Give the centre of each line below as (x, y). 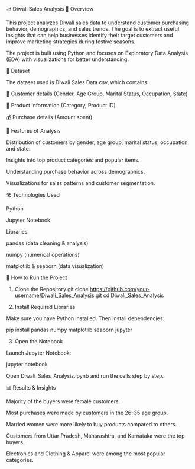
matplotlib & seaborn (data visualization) (55, 266)
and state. (18, 149)
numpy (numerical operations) (43, 255)
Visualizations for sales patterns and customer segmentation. (81, 183)
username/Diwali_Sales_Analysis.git (58, 295)
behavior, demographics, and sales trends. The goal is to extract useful (93, 29)
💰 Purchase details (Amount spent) (49, 117)
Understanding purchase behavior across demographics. (76, 172)
